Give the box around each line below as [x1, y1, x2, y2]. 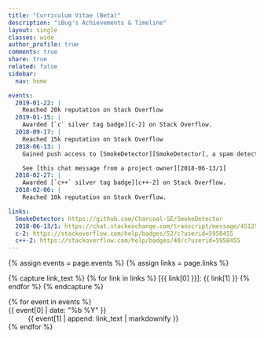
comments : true [8, 48, 58, 56]
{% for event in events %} [8, 297, 92, 307]
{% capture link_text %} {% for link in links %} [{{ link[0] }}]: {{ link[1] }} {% [8, 274, 250, 283]
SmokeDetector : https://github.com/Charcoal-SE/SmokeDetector [15, 215, 223, 222]
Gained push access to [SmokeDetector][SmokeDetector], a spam [22, 150, 234, 158]
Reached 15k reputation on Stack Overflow [22, 135, 163, 143]
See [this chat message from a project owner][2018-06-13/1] [22, 164, 226, 172]
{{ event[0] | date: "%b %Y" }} [8, 306, 107, 315]
